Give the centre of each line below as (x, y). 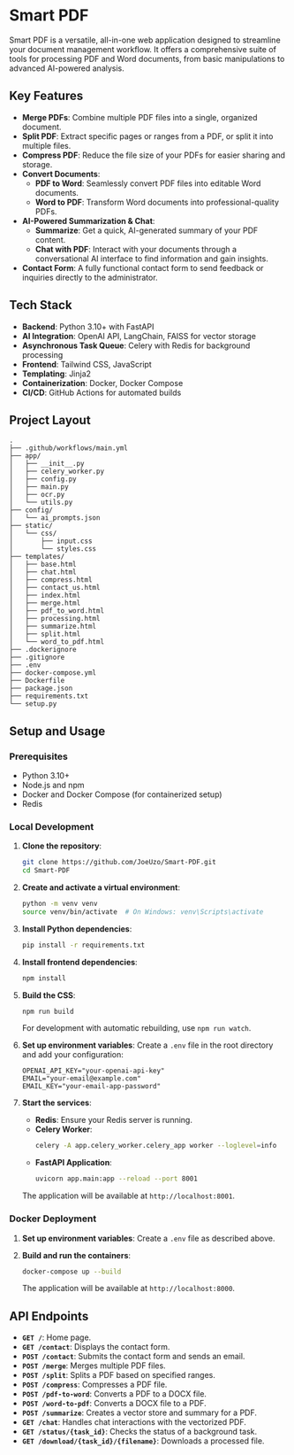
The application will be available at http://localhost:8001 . (128, 1196)
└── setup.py (33, 704)
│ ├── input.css (51, 541)
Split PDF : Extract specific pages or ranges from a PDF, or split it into (147, 136)
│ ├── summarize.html (53, 627)
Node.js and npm (53, 786)
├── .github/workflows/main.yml (68, 448)
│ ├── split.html (45, 634)
